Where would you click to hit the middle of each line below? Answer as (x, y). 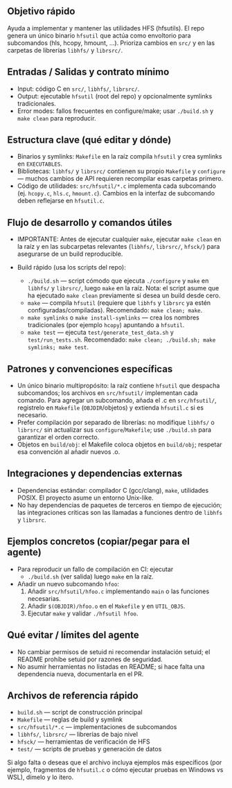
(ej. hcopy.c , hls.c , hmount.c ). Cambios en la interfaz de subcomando (116, 193)
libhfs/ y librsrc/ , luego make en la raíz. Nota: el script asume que (123, 288)
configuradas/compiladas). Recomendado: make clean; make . (115, 310)
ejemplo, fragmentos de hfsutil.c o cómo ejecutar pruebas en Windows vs (115, 770)
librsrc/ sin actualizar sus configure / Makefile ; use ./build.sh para (114, 430)
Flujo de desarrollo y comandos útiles (90, 222)
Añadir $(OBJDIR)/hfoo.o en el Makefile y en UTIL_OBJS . (106, 606)
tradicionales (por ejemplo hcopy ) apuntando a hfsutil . (106, 325)
